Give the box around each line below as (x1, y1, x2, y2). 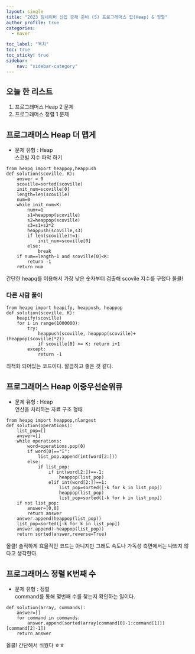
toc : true (6, 47, 31, 53)
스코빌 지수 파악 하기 (14, 154, 63, 161)
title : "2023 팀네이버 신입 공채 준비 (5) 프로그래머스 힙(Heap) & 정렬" (6, 14, 168, 20)
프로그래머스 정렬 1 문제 (14, 110, 70, 118)
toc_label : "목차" (6, 41, 49, 47)
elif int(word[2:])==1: (48, 480, 108, 486)
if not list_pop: (17, 500, 60, 506)
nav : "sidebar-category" (17, 63, 78, 69)
